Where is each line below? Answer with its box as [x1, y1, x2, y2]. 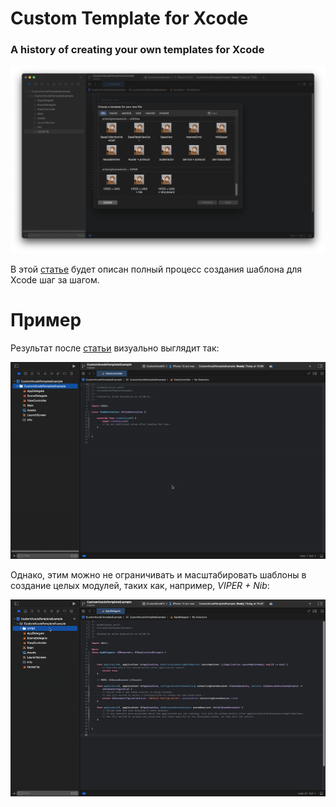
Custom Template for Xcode [10, 7, 249, 30]
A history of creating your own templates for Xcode [10, 43, 265, 57]
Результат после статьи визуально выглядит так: [10, 342, 220, 354]
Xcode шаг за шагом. [10, 274, 100, 286]
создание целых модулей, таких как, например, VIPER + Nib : [10, 580, 270, 592]
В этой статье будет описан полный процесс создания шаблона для [10, 263, 303, 276]
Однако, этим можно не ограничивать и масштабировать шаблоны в [10, 569, 307, 581]
